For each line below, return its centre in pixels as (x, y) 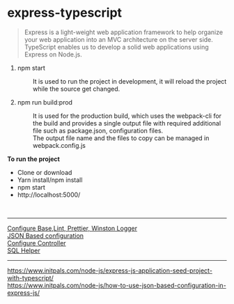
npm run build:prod (45, 102)
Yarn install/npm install (50, 180)
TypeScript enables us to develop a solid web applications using (116, 47)
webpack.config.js (59, 145)
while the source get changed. (76, 89)
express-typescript (65, 13)
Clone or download (45, 172)
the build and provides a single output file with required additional (127, 123)
